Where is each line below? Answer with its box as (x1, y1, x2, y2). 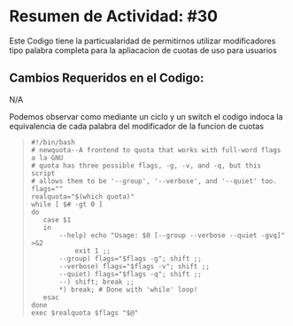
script (30, 168, 56, 178)
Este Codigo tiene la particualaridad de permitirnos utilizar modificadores (9, 35, 276, 46)
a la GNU (30, 153, 64, 162)
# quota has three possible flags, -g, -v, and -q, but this (30, 161, 262, 170)
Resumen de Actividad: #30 (9, 6, 219, 27)
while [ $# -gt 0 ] (30, 199, 104, 209)
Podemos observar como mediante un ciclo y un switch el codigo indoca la (9, 111, 283, 121)
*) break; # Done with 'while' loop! (58, 285, 198, 294)
